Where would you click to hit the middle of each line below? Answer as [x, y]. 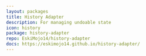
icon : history [23, 28]
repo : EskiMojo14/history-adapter [48, 38]
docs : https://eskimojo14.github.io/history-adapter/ [73, 44]
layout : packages [27, 11]
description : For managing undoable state [59, 22]
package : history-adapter [38, 33]
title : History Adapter [35, 17]
